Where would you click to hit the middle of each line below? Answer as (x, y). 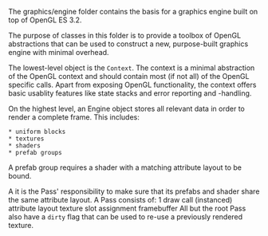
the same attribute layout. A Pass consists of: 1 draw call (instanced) (120, 200)
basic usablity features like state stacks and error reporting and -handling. (130, 93)
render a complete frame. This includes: (74, 117)
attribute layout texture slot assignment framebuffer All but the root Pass (127, 208)
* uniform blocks (37, 132)
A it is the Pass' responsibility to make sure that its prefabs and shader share (134, 191)
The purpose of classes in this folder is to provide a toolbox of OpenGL (125, 35)
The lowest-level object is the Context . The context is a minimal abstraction (132, 68)
